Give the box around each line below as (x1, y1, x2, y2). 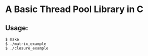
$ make (5, 37, 19, 42)
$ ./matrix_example (5, 41, 47, 46)
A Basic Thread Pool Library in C (5, 4, 143, 15)
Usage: (5, 24, 29, 32)
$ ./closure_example (5, 46, 49, 51)
